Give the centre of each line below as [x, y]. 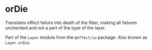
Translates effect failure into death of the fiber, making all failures [71, 23]
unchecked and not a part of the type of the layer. [55, 27]
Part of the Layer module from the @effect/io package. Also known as [76, 37]
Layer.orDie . [18, 42]
